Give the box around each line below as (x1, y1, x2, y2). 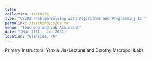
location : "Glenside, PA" (5, 34, 57, 39)
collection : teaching (5, 12, 49, 16)
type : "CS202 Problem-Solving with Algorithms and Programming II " (5, 16, 147, 21)
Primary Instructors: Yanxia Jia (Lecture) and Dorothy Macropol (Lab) (5, 47, 143, 53)
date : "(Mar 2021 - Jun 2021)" (5, 29, 68, 34)
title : (5, 7, 18, 12)
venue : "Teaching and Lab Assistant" (5, 25, 82, 30)
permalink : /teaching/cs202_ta (5, 20, 68, 26)
